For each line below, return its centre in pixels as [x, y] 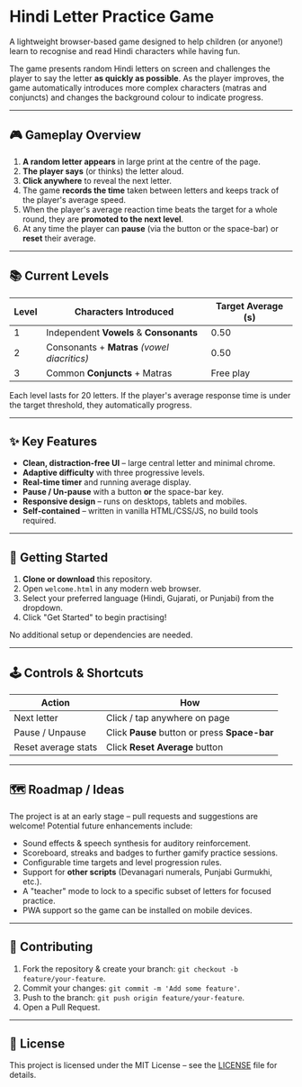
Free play [230, 373]
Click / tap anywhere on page [169, 718]
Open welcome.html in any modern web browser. [111, 589]
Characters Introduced [124, 311]
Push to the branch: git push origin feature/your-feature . [133, 997]
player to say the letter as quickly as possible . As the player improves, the [147, 78]
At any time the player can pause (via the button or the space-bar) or [150, 228]
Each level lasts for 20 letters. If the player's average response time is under [150, 395]
